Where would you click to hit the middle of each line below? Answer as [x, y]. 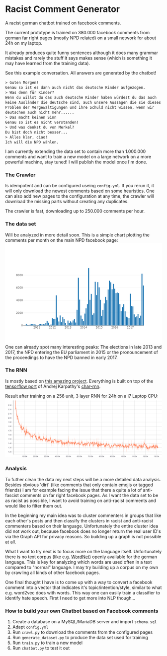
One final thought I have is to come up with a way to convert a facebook [79, 582]
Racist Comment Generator [63, 9]
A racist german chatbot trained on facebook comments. [63, 23]
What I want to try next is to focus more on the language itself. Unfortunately [83, 551]
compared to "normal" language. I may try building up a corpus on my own [82, 567]
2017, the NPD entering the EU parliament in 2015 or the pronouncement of [82, 352]
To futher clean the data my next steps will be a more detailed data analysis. [83, 479]
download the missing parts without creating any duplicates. [67, 202]
